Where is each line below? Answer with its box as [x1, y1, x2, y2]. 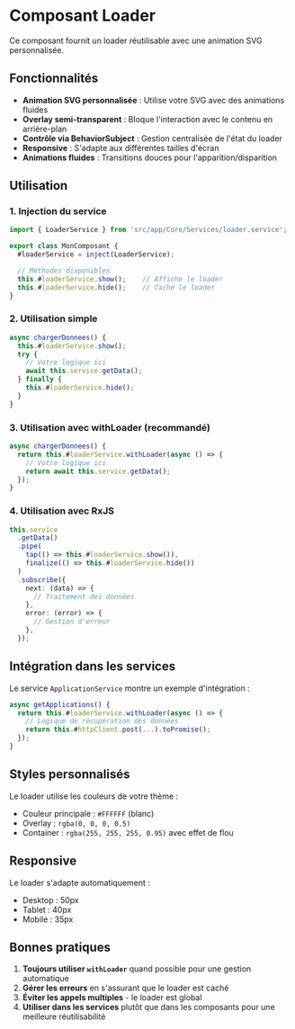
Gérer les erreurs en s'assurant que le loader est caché [22, 982, 229, 994]
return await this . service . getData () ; [25, 467, 171, 476]
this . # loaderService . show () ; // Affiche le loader [17, 274, 223, 283]
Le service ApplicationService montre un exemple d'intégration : [9, 683, 250, 693]
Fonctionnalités [9, 71, 99, 86]
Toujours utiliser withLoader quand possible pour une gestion [22, 963, 252, 974]
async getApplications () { [9, 700, 111, 709]
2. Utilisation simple [9, 312, 98, 325]
